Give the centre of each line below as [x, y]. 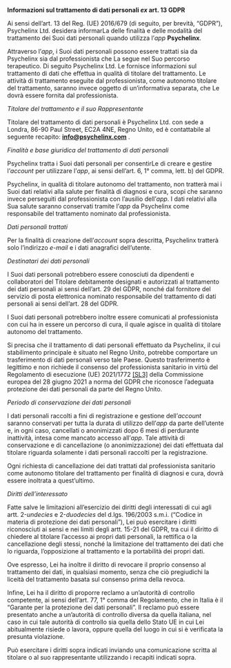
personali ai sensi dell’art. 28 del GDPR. [63, 304]
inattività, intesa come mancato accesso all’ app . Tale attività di [96, 438]
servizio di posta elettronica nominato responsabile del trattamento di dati [112, 296]
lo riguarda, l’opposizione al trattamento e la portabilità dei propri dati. [106, 551]
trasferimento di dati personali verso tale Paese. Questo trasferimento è [109, 360]
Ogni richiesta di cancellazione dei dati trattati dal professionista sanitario [111, 466]
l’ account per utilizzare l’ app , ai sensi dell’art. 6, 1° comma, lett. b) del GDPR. [116, 171]
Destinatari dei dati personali [48, 261]
